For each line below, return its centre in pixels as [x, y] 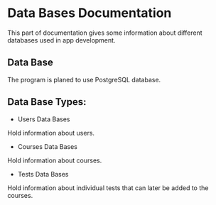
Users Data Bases [44, 119]
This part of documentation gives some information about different [105, 33]
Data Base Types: [47, 102]
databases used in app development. [61, 40]
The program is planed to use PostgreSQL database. [84, 79]
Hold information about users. [51, 133]
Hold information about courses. [55, 160]
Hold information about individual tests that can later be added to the [108, 188]
